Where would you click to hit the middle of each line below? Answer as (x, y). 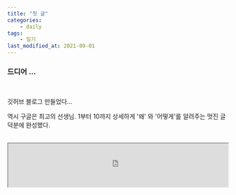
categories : (24, 20)
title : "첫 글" (28, 14)
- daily (31, 26)
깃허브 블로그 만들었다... (40, 102)
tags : (15, 33)
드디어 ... (22, 72)
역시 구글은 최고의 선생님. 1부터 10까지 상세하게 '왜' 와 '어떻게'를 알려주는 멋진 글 (117, 116)
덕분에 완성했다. (29, 125)
